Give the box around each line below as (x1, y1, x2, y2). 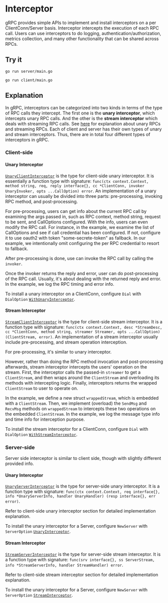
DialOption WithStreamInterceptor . (5, 431, 78, 437)
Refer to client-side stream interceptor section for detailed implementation (5, 571, 158, 577)
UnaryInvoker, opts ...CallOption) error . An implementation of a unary (5, 188, 156, 194)
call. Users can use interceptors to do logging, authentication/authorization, (5, 30, 161, 36)
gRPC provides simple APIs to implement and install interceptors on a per (5, 20, 156, 26)
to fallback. (5, 246, 29, 252)
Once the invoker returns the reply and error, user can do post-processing (5, 270, 158, 276)
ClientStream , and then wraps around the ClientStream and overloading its (5, 375, 159, 381)
